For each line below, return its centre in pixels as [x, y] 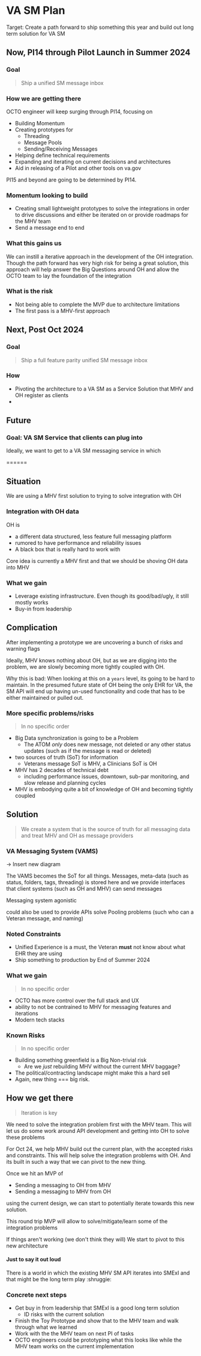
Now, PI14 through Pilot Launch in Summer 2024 [98, 53]
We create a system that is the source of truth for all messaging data [106, 829]
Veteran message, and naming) [45, 918]
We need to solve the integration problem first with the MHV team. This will [99, 1124]
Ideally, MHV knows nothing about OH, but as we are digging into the [91, 660]
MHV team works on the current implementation [74, 1346]
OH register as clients [42, 395]
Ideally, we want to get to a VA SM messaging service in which [83, 451]
